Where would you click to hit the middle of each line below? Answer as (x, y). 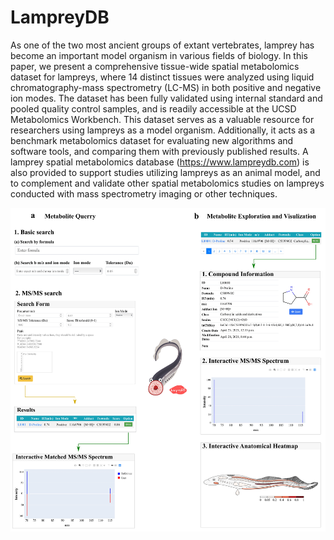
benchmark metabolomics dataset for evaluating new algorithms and (152, 140)
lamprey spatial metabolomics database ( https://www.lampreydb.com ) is (160, 162)
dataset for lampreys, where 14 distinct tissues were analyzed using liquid (162, 77)
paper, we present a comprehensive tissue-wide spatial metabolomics (155, 66)
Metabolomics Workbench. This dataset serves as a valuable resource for (162, 119)
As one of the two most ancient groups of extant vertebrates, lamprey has (162, 45)
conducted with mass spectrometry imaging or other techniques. (144, 193)
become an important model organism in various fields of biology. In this (159, 55)
